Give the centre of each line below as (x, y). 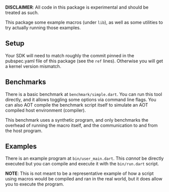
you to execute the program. (35, 184)
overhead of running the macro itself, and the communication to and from (81, 125)
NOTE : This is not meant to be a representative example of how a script (79, 173)
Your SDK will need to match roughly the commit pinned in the (70, 55)
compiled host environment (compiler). (46, 110)
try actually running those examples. (43, 28)
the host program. (24, 131)
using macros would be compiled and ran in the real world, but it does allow (84, 179)
